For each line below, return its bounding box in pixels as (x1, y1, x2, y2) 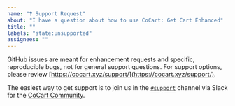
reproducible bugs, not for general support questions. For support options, (7, 63, 222, 71)
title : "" (7, 23, 36, 30)
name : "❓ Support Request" (7, 10, 86, 17)
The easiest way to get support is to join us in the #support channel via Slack (7, 84, 229, 92)
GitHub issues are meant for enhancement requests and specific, (7, 55, 195, 63)
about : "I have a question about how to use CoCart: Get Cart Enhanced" (7, 17, 224, 24)
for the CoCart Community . (7, 91, 85, 100)
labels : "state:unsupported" (7, 29, 92, 37)
